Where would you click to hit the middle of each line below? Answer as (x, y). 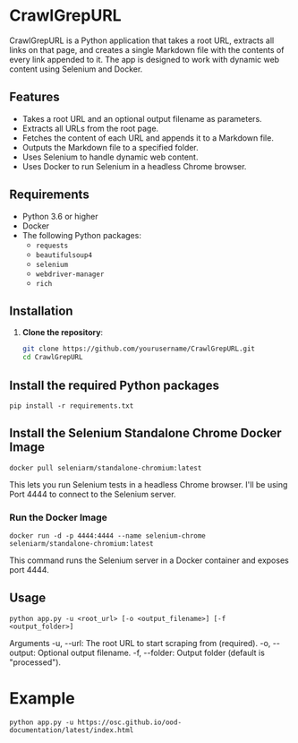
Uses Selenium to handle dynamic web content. (110, 157)
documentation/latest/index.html (72, 730)
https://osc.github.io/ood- (129, 722)
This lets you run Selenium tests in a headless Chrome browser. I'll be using (149, 484)
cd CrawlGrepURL (52, 358)
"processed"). (35, 662)
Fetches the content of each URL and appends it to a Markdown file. (148, 138)
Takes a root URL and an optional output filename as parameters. (142, 118)
